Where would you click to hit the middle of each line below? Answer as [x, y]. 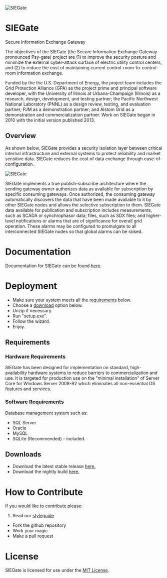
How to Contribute [44, 492]
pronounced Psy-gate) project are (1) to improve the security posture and [80, 57]
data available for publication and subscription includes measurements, [79, 210]
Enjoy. [19, 326]
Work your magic [30, 531]
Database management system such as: [46, 413]
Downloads [23, 454]
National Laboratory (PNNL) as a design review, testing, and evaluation [78, 104]
